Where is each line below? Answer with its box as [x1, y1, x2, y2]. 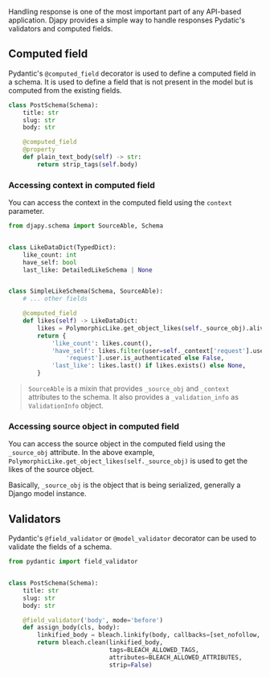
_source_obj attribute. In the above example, [8, 448, 155, 457]
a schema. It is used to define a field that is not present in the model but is [8, 76, 253, 87]
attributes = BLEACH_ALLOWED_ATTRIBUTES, [108, 653, 243, 662]
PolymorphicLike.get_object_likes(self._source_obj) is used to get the [8, 456, 248, 466]
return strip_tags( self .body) [37, 160, 138, 168]
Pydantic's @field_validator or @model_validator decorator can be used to [8, 534, 257, 544]
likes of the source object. [8, 465, 95, 474]
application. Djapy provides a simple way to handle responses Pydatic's [8, 15, 246, 25]
